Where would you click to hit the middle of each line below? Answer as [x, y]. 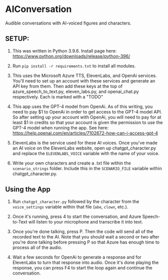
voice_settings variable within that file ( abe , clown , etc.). [70, 206]
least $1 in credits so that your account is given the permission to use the [87, 122]
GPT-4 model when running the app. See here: [60, 127]
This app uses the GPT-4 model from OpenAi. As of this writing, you [82, 106]
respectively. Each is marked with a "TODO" [58, 96]
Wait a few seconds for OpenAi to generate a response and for [77, 257]
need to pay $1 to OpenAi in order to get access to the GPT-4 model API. [87, 111]
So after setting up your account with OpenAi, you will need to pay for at [87, 117]
